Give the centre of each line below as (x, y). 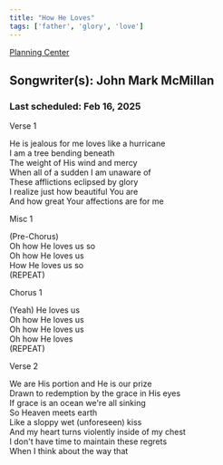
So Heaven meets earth (53, 412)
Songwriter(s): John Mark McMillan (112, 80)
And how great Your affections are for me (87, 201)
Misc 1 (21, 219)
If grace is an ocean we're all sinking (78, 403)
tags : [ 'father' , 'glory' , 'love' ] (77, 26)
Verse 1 (23, 126)
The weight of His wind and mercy (73, 163)
